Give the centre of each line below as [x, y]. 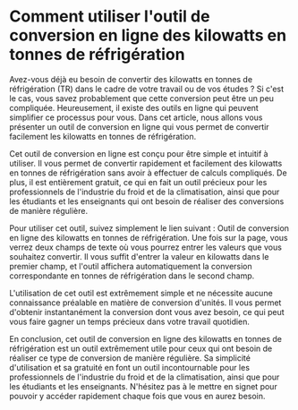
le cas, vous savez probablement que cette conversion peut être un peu [142, 98]
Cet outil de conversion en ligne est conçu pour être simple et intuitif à [139, 153]
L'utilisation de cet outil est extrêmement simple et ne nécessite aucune [141, 293]
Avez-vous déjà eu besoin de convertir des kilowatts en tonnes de [131, 79]
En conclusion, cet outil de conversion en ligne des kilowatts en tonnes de [145, 338]
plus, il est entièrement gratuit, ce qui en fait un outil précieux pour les [138, 182]
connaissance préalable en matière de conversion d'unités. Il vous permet [145, 303]
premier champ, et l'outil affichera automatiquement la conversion [131, 266]
